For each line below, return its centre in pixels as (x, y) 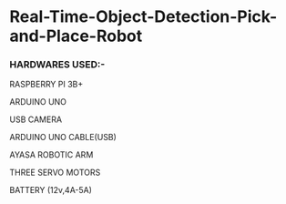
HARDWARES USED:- (57, 65)
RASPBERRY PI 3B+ (46, 85)
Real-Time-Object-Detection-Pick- (143, 17)
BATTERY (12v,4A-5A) (51, 190)
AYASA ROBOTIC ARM (51, 155)
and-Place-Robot (76, 36)
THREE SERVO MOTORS (55, 173)
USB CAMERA (36, 119)
